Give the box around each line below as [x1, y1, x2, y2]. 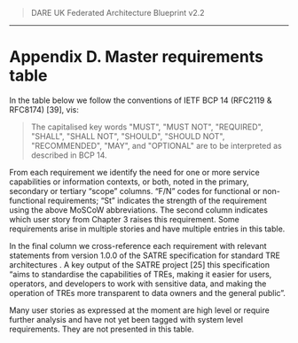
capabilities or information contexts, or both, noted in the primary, [9, 176, 250, 187]
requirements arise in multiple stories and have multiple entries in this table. [9, 223, 286, 234]
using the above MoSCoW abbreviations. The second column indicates [9, 204, 269, 215]
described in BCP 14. [30, 150, 108, 160]
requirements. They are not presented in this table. [9, 324, 194, 334]
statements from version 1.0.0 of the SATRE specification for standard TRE [9, 250, 281, 261]
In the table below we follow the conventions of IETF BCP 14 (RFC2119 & [9, 95, 272, 105]
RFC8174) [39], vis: [9, 104, 80, 114]
